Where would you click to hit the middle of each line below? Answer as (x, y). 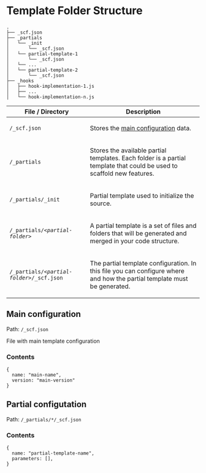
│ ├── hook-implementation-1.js (51, 86)
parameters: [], (32, 459)
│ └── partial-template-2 (42, 70)
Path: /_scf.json (28, 329)
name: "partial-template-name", (53, 453)
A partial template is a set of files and (143, 225)
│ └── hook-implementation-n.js (51, 97)
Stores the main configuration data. (140, 128)
